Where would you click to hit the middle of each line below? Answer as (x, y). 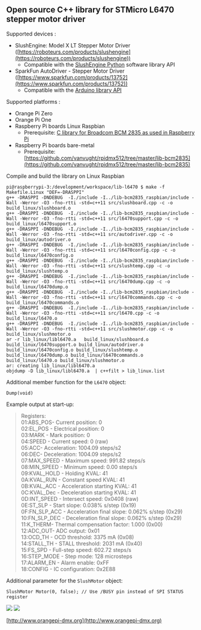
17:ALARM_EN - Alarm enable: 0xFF (65, 562)
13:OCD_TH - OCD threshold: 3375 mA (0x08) (77, 537)
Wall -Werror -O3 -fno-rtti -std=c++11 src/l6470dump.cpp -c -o (88, 282)
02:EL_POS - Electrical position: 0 (63, 428)
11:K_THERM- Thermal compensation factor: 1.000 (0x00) (92, 524)
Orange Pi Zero (34, 113)
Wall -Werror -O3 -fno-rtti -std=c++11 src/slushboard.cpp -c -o (89, 203)
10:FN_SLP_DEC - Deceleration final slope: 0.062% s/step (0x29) (101, 518)
